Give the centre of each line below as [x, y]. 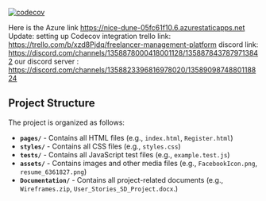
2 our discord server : [44, 61]
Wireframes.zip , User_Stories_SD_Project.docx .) [99, 188]
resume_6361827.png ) [53, 172]
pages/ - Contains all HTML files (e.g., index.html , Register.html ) [126, 137]
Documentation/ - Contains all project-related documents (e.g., [121, 180]
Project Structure [52, 103]
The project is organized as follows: [67, 122]
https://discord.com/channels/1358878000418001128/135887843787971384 [133, 53]
